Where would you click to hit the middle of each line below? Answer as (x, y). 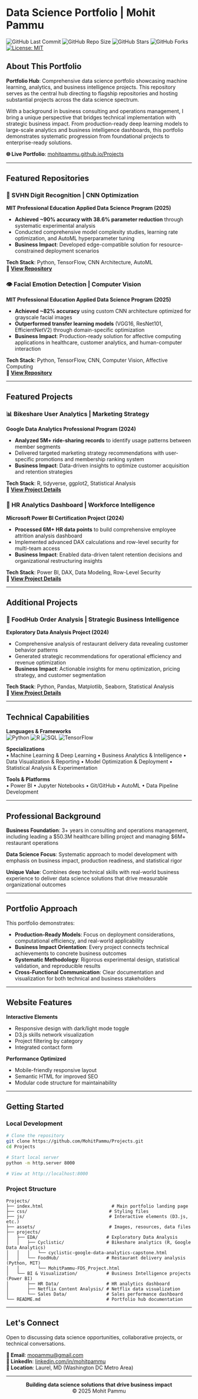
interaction (28, 348)
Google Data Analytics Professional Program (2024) (71, 429)
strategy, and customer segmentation (60, 675)
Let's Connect (32, 1323)
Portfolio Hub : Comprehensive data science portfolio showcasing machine (97, 80)
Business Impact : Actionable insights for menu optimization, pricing (97, 669)
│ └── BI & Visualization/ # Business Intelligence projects (99, 1273)
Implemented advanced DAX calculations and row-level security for (97, 542)
